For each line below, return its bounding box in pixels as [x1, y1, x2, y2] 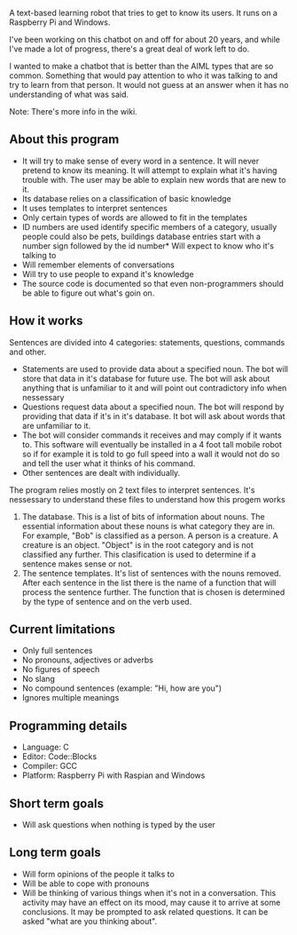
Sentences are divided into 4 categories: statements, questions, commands [9, 337, 285, 347]
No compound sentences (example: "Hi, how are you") [21, 683, 223, 693]
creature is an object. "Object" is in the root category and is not [21, 539, 254, 550]
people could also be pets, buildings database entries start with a [21, 231, 262, 242]
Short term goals [9, 796, 105, 811]
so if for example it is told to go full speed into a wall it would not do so [21, 448, 280, 459]
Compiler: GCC [21, 761, 78, 772]
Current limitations [9, 622, 115, 638]
